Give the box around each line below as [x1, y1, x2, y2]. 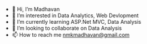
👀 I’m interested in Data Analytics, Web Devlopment [11, 12, 139, 19]
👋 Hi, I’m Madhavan [11, 6, 60, 12]
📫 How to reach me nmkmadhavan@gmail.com [11, 32, 130, 38]
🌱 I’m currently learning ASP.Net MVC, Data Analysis [11, 18, 142, 25]
